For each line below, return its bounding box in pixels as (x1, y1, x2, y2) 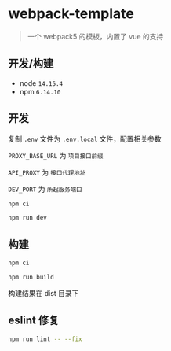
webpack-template (8, 5, 135, 23)
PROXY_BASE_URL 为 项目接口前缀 (8, 150, 104, 160)
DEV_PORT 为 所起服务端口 (8, 184, 82, 194)
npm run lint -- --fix (8, 335, 82, 343)
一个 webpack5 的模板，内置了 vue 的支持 (27, 31, 164, 41)
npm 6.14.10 (19, 87, 61, 96)
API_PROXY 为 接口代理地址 (8, 167, 86, 177)
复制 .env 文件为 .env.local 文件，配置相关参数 (8, 134, 162, 143)
